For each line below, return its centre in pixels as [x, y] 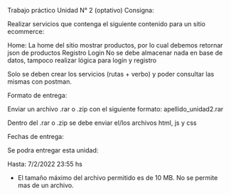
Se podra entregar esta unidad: [53, 150]
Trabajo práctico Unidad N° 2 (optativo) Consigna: [81, 10]
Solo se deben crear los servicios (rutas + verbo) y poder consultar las [111, 74]
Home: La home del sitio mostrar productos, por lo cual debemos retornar [115, 45]
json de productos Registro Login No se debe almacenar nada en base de [115, 53]
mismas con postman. [40, 82]
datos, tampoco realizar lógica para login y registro [82, 60]
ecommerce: [26, 32]
